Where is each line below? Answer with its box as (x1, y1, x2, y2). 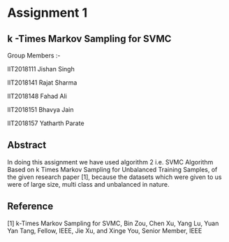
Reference (7, 201, 54, 213)
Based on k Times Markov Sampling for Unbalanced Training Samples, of (7, 165, 218, 173)
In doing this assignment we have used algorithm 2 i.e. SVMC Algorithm (7, 157, 214, 166)
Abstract (7, 139, 47, 151)
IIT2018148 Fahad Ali (7, 92, 68, 100)
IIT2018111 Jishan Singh (7, 65, 75, 73)
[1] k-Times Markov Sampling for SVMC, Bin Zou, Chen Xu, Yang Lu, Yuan (7, 219, 219, 227)
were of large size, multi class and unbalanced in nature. (7, 180, 170, 188)
